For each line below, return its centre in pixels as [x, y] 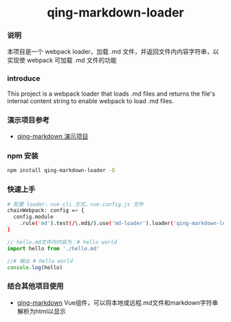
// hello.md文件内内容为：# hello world [62, 242]
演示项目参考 [29, 120]
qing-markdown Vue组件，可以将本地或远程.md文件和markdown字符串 [118, 302]
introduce [24, 78]
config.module [33, 217]
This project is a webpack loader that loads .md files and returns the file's [111, 94]
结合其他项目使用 [35, 286]
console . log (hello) [35, 267]
